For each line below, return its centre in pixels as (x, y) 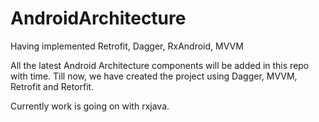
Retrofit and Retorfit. (52, 86)
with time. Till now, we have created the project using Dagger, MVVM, (154, 76)
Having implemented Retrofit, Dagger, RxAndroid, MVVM (127, 46)
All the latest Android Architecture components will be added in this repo (160, 65)
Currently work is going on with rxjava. (90, 106)
